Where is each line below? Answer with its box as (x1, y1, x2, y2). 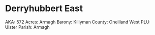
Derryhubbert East (5, 3, 83, 14)
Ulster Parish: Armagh (5, 24, 50, 30)
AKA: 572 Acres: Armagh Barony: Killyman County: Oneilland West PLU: (5, 19, 151, 25)
